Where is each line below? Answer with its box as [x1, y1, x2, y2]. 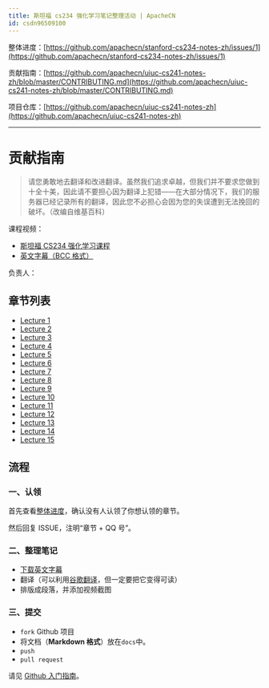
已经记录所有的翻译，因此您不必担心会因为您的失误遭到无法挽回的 [42, 197, 260, 207]
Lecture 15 [19, 435, 54, 445]
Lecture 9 [19, 384, 52, 394]
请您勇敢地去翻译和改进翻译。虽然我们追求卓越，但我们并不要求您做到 [27, 177, 260, 187]
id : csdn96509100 [8, 19, 66, 27]
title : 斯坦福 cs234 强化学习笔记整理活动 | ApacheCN [8, 11, 176, 20]
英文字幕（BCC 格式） [19, 251, 94, 261]
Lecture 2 [19, 324, 52, 334]
